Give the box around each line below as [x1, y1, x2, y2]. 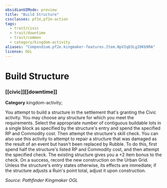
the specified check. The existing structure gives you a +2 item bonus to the [5, 152, 162, 158]
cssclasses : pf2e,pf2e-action [5, 16, 68, 21]
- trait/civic [9, 26, 39, 31]
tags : [5, 21, 16, 26]
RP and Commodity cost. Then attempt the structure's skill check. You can [5, 130, 158, 136]
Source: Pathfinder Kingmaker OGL [5, 177, 78, 183]
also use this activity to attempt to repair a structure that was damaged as [5, 136, 157, 142]
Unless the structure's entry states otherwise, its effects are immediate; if [5, 162, 156, 168]
